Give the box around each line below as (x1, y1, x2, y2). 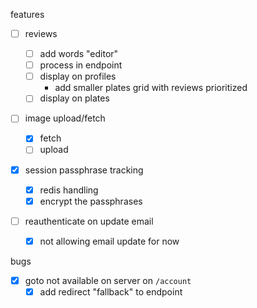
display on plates (39, 92, 110, 104)
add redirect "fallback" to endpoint (39, 285, 183, 298)
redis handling (39, 184, 99, 196)
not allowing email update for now (39, 235, 180, 247)
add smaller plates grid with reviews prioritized (54, 82, 248, 94)
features (10, 9, 45, 20)
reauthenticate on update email (24, 215, 154, 227)
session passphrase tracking (24, 164, 144, 176)
